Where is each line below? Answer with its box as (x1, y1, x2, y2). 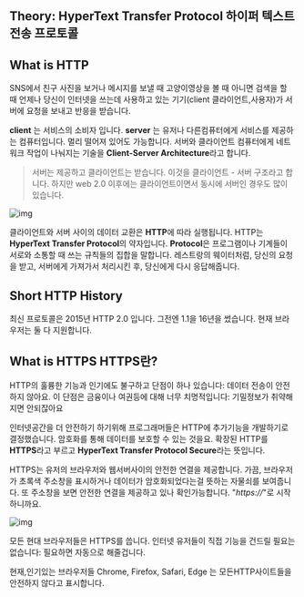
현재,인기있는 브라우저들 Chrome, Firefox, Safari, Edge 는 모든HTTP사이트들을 (9, 566, 292, 577)
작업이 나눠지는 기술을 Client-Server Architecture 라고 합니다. (25, 148, 251, 159)
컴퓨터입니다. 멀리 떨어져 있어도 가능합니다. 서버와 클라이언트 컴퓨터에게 (18, 136, 275, 148)
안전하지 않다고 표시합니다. (9, 577, 105, 588)
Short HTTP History (9, 288, 123, 304)
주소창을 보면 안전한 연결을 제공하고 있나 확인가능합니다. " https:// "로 (30, 487, 275, 498)
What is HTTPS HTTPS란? (9, 354, 158, 369)
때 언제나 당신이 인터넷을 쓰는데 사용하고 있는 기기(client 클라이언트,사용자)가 (9, 94, 284, 105)
